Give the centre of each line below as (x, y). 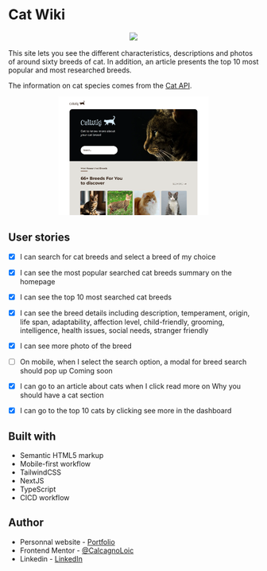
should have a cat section (62, 395)
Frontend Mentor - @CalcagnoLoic (77, 550)
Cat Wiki (37, 15)
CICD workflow (44, 498)
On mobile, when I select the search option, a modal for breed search (133, 362)
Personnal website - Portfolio (67, 542)
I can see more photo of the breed (76, 346)
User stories (39, 238)
